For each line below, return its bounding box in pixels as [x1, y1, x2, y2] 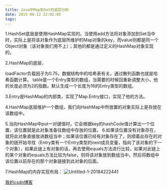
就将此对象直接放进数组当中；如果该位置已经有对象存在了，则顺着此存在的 [5, 133, 158, 139]
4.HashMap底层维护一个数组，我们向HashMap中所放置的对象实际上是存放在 [5, 104, 162, 110]
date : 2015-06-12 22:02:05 [5, 12, 61, 17]
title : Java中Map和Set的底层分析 [5, 7, 69, 12]
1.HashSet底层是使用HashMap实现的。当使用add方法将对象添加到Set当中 [5, 31, 156, 37]
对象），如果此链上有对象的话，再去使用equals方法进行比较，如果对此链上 [9, 146, 161, 152]
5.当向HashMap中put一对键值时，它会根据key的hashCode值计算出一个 [5, 121, 151, 127]
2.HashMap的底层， [5, 60, 46, 66]
